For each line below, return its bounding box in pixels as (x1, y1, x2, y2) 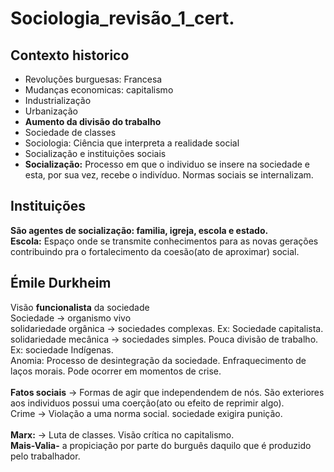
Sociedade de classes (24, 127, 117, 138)
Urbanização (24, 105, 78, 117)
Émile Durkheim (10, 275, 112, 292)
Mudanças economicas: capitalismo (24, 84, 174, 96)
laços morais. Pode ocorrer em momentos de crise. (10, 365, 222, 377)
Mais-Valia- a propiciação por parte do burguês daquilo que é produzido (10, 439, 312, 451)
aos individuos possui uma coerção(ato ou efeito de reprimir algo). (10, 397, 285, 409)
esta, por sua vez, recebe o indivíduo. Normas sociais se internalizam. (24, 169, 314, 181)
